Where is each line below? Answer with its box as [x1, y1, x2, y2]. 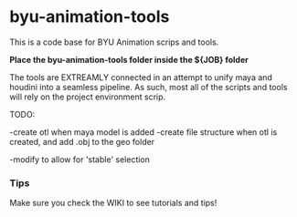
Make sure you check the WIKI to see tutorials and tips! [9, 198, 217, 209]
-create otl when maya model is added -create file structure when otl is [9, 126, 278, 138]
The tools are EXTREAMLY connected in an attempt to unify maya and [9, 71, 272, 83]
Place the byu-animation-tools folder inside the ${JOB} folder [9, 54, 249, 65]
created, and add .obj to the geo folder [9, 136, 155, 147]
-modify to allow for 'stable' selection [9, 153, 151, 165]
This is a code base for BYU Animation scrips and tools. [9, 36, 219, 47]
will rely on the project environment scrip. [9, 91, 166, 102]
